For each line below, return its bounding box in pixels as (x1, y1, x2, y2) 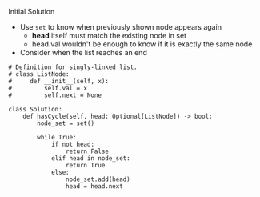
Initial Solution (8, 7, 55, 16)
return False (65, 147, 110, 155)
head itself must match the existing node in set (31, 31, 186, 40)
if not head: (50, 140, 94, 148)
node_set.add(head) (65, 175, 130, 183)
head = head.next (65, 183, 124, 191)
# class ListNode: (8, 70, 70, 78)
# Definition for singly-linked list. (8, 63, 138, 71)
